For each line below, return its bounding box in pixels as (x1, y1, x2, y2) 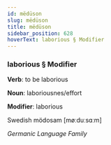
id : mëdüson (7, 10, 42, 18)
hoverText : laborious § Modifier (7, 36, 105, 43)
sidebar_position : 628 (7, 29, 73, 37)
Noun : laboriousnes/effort (7, 89, 82, 97)
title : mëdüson (7, 23, 52, 30)
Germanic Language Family (7, 130, 87, 138)
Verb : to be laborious (7, 75, 68, 84)
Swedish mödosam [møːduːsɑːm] (7, 116, 103, 125)
